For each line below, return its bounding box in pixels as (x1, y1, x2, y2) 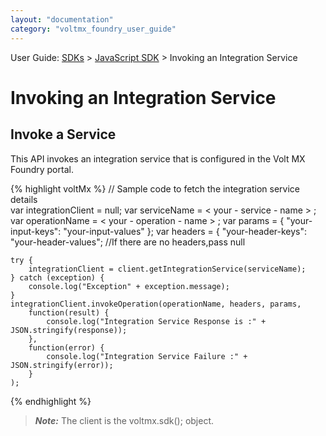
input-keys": (10, 225, 62, 237)
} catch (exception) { (10, 272, 105, 283)
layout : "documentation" (10, 14, 114, 25)
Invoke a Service (10, 126, 117, 143)
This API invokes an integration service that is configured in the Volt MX (10, 152, 306, 165)
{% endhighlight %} (10, 395, 92, 407)
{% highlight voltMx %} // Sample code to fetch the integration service (10, 182, 300, 195)
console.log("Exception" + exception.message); (28, 281, 230, 291)
